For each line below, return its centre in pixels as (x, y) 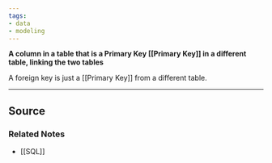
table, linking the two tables (56, 62)
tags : (17, 16)
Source (27, 111)
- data (19, 23)
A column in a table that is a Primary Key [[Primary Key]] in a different (127, 54)
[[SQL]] (32, 152)
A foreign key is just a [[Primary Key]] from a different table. (108, 78)
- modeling (27, 31)
